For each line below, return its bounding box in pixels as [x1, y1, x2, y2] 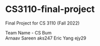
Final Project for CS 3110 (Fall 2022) [5, 20, 80, 26]
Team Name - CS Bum [5, 29, 52, 35]
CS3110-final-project [5, 3, 95, 15]
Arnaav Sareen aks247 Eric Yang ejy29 [5, 35, 87, 41]
